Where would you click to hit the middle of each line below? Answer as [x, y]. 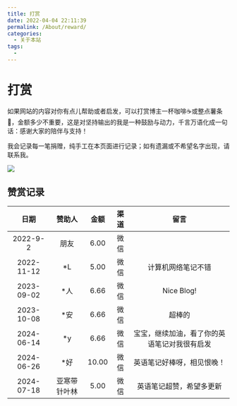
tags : [15, 47]
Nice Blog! [179, 290]
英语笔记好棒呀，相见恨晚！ [180, 362]
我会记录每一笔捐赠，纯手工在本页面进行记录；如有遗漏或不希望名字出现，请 [119, 146]
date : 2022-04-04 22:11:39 [47, 20]
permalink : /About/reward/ [47, 27]
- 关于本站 [28, 40]
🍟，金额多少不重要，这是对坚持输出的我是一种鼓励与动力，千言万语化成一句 [117, 122]
